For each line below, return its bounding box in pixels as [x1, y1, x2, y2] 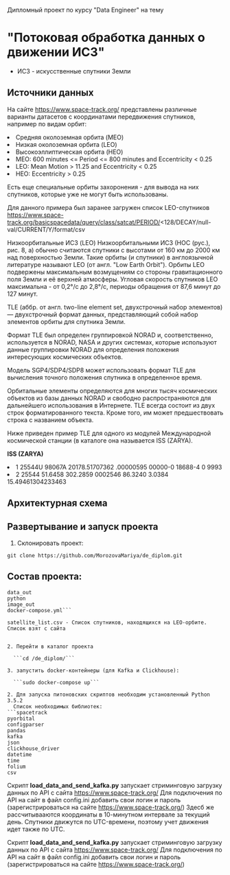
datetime [7, 751, 32, 758]
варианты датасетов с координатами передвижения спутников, [7, 113, 196, 121]
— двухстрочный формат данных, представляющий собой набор [7, 310, 198, 318]
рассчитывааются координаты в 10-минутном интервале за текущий [7, 810, 211, 819]
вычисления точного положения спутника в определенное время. [7, 373, 203, 382]
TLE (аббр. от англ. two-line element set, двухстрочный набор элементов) [7, 303, 223, 311]
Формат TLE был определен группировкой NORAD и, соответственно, [7, 331, 214, 339]
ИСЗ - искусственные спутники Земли [16, 67, 131, 75]
